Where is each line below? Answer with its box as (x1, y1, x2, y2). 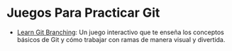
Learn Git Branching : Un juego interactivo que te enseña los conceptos (16, 28, 224, 36)
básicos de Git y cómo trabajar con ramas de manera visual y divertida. (16, 35, 226, 43)
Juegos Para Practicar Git (6, 5, 160, 21)
